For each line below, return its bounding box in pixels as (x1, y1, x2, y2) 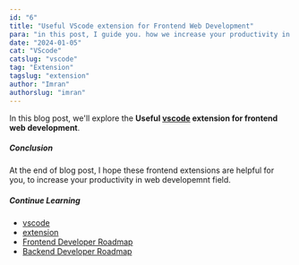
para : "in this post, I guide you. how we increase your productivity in (9, 30, 291, 38)
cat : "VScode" (9, 47, 63, 56)
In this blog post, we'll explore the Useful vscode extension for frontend (9, 113, 278, 124)
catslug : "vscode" (9, 55, 78, 64)
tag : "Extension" (9, 64, 74, 73)
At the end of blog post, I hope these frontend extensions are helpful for (9, 165, 275, 175)
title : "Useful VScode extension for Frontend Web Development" (9, 21, 254, 30)
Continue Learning (9, 195, 81, 206)
